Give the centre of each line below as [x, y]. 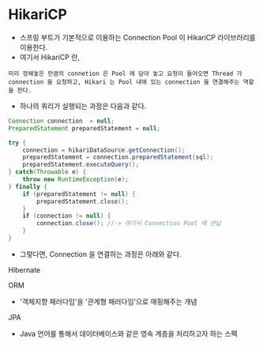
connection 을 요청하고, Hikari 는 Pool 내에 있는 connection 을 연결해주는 [124, 82]
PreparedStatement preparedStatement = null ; [84, 128]
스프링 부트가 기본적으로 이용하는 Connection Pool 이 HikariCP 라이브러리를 [137, 37]
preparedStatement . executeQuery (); [81, 165]
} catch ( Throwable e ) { [47, 172]
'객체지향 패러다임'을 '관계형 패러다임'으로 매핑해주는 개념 [108, 301]
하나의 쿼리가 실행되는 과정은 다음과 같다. [83, 106]
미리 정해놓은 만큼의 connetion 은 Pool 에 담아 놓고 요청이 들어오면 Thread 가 [125, 73]
